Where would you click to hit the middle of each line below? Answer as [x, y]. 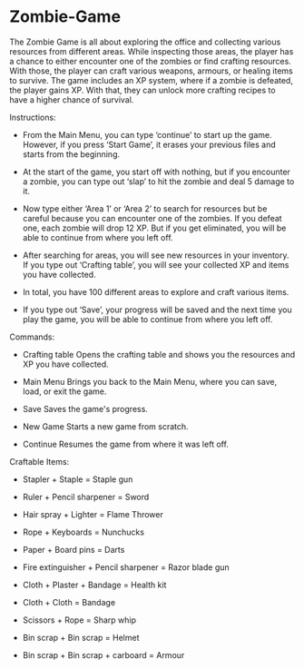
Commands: [32, 337]
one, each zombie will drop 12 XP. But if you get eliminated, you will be [154, 228]
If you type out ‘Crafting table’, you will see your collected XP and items [156, 264]
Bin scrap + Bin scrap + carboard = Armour [103, 654]
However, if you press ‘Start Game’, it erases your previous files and [149, 144]
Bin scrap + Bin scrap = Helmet [81, 637]
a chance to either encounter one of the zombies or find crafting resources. [151, 61]
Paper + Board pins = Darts [74, 549]
